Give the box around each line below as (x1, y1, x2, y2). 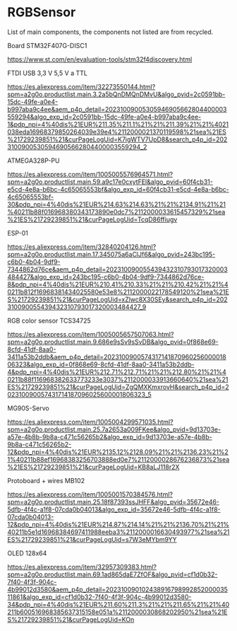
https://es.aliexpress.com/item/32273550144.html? (7, 82, 156, 91)
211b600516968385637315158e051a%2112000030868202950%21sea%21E (7, 608, 228, 616)
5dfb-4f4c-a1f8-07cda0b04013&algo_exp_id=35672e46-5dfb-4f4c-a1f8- (7, 505, 221, 514)
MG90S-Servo (7, 404, 49, 412)
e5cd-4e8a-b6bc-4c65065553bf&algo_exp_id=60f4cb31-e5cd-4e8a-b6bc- (7, 185, 229, 193)
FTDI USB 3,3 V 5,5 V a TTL (7, 69, 88, 77)
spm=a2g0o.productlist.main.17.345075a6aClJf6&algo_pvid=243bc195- (7, 250, 216, 258)
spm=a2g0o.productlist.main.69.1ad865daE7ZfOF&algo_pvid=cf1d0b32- (7, 570, 218, 579)
